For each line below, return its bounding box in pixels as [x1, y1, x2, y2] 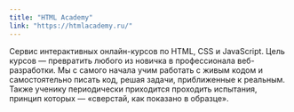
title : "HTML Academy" [9, 12, 93, 22]
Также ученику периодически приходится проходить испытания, [9, 84, 258, 94]
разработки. [9, 64, 56, 76]
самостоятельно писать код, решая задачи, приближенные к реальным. [9, 74, 286, 84]
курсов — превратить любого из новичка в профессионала [9, 55, 235, 66]
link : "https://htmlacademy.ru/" [9, 21, 133, 30]
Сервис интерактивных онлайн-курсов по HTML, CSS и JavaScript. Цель [9, 45, 286, 56]
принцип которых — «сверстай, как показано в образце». [9, 92, 229, 103]
